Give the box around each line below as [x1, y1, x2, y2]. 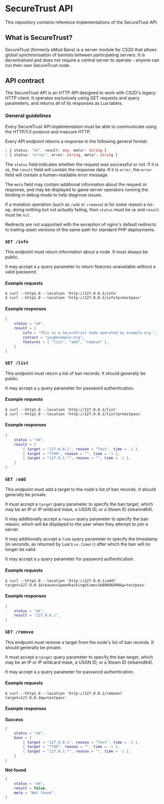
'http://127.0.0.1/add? [66, 578, 116, 583]
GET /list [5, 360, 29, 366]
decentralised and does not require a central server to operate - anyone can [5, 57, 160, 63]
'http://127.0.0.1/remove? [66, 691, 122, 696]
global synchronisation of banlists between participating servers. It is [5, 52, 145, 58]
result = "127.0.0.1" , [14, 613, 61, 618]
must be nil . [5, 212, 31, 218]
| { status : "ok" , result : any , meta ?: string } [5, 148, 107, 153]
